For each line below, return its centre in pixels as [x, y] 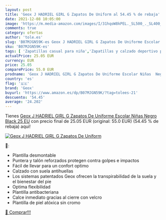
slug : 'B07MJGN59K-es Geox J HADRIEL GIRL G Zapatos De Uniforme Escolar [83, 42]
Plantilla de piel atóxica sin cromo [46, 203]
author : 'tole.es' [24, 38]
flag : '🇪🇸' [17, 83]
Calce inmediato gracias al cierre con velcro [57, 197]
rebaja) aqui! [18, 126]
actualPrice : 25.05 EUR [30, 56]
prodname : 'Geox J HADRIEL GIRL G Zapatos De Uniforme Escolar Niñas [78, 74]
